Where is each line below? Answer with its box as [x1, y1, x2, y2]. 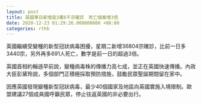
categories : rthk [6, 25, 50, 32]
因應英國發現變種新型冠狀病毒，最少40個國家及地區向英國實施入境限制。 [6, 83, 187, 90]
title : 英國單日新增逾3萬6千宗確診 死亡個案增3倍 [6, 14, 118, 20]
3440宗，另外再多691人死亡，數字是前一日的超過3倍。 [6, 50, 142, 57]
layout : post [6, 8, 39, 15]
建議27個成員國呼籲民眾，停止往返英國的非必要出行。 [11, 90, 144, 98]
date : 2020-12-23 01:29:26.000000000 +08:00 [6, 20, 120, 26]
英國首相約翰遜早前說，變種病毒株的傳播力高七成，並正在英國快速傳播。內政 [6, 63, 196, 70]
